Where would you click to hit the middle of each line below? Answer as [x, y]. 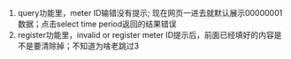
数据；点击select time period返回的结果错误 [97, 24]
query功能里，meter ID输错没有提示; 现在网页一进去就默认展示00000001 [150, 13]
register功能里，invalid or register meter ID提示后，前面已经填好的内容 [145, 35]
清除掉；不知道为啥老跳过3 [90, 46]
